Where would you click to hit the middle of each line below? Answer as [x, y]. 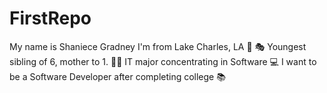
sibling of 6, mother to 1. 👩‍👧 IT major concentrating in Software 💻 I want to [163, 61]
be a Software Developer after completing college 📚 [117, 76]
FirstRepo [50, 18]
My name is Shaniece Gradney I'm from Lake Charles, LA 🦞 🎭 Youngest [158, 46]
